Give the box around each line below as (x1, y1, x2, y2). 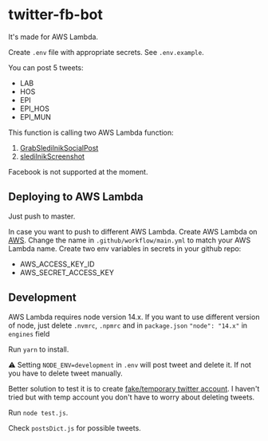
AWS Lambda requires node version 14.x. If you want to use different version (8, 312, 260, 321)
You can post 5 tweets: (8, 62, 84, 73)
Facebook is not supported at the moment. (8, 167, 148, 176)
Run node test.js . (8, 408, 69, 417)
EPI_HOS (19, 104, 49, 113)
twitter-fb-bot (8, 6, 104, 24)
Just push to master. (8, 211, 76, 221)
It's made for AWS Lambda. (8, 32, 98, 41)
